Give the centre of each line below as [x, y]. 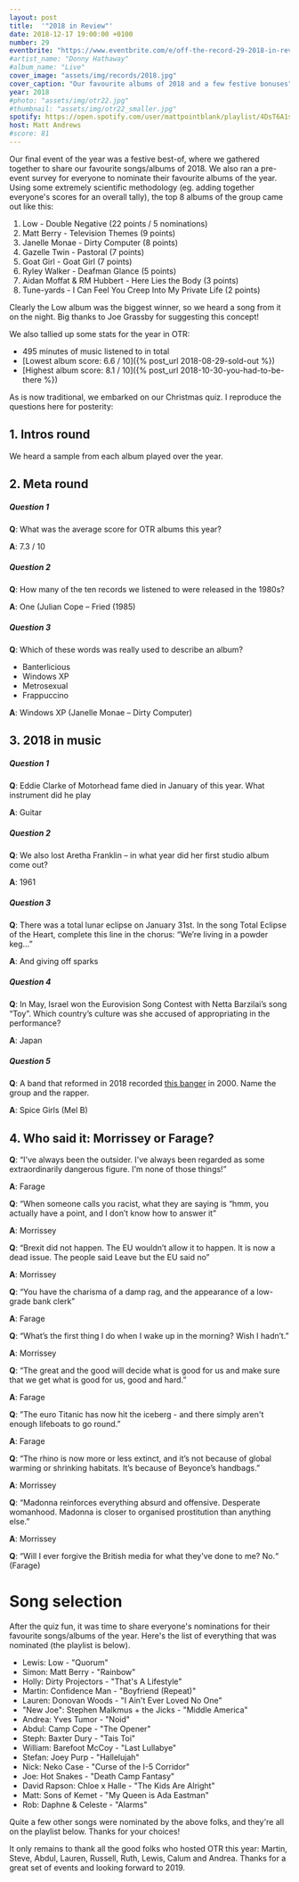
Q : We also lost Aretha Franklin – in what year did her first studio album [139, 855]
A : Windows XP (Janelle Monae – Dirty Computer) [101, 712]
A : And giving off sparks [54, 962]
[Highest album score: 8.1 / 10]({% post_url [100, 370]
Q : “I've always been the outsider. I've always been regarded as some [137, 1160]
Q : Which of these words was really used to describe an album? [126, 649]
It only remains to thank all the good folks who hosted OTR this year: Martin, [148, 1848]
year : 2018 [29, 92]
